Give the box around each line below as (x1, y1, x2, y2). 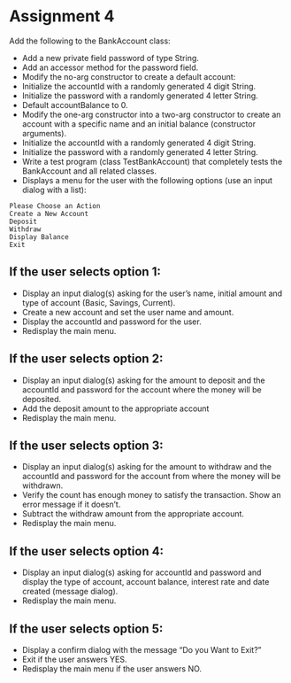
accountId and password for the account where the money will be (21, 384, 263, 395)
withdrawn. (21, 480, 64, 491)
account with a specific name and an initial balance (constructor (21, 118, 257, 129)
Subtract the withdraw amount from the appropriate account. (21, 508, 245, 519)
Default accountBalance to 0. (21, 99, 128, 110)
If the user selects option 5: (9, 621, 164, 636)
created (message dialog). (21, 586, 119, 597)
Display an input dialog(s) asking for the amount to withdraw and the (21, 462, 272, 472)
